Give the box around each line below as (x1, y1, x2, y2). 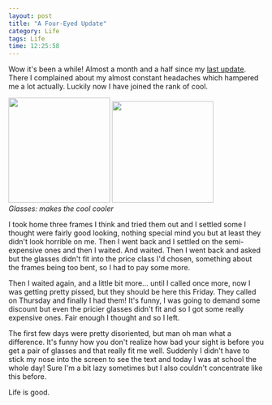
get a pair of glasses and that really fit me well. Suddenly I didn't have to (8, 346, 250, 355)
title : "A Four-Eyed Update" (8, 19, 107, 28)
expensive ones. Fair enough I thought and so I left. (8, 313, 180, 323)
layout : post (8, 11, 53, 20)
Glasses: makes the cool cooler (8, 204, 114, 213)
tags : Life (8, 34, 45, 43)
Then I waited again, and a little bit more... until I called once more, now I (8, 278, 251, 288)
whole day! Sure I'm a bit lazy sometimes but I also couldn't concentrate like (8, 363, 263, 373)
